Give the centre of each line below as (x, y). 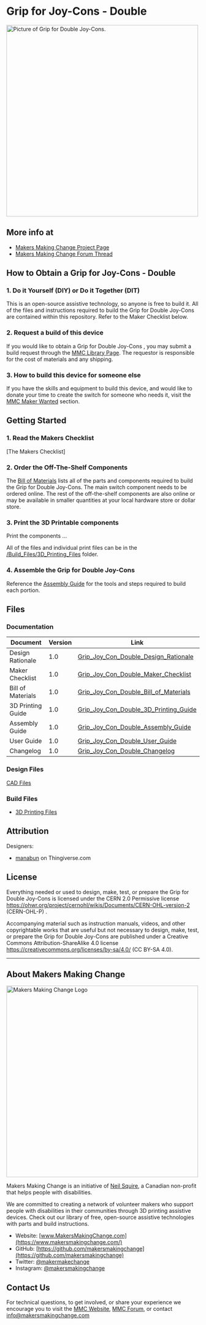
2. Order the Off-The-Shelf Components (67, 467)
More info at (30, 233)
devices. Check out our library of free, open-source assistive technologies (100, 1217)
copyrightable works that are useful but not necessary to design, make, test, (103, 930)
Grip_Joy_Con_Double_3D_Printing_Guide (137, 710)
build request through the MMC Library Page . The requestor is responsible (101, 352)
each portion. (23, 590)
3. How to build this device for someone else (74, 375)
